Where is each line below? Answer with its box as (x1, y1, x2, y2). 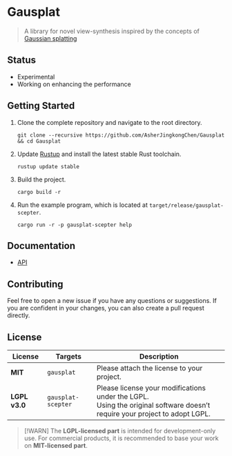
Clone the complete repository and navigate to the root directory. (17, 118, 202, 126)
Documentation (7, 239, 76, 252)
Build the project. (17, 175, 66, 184)
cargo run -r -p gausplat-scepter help (17, 221, 133, 228)
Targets (55, 352, 81, 361)
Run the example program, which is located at (17, 201, 148, 209)
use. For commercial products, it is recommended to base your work (23, 434, 219, 442)
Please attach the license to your (96, 364, 203, 373)
